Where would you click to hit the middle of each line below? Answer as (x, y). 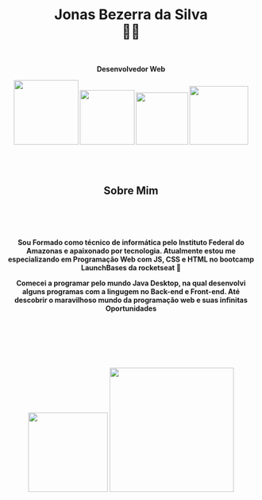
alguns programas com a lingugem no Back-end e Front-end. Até (131, 291)
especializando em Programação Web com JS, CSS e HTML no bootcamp (131, 259)
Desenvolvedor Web (131, 68)
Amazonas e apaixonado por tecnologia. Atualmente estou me (131, 250)
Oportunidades (131, 308)
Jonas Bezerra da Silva (131, 15)
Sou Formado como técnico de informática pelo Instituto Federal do (131, 242)
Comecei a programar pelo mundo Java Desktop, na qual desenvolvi (131, 283)
